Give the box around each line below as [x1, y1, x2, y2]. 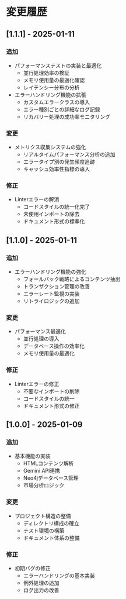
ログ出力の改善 [23, 587, 60, 594]
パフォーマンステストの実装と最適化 [14, 62, 102, 69]
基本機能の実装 [14, 453, 51, 460]
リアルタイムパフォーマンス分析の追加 [23, 151, 116, 158]
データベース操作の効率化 [23, 343, 85, 350]
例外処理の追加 [23, 580, 60, 587]
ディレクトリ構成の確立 [23, 519, 80, 526]
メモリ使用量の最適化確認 [23, 77, 85, 84]
